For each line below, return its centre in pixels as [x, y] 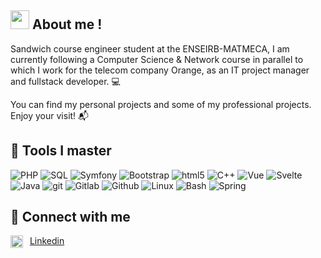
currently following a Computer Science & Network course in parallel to [157, 59]
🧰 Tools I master [61, 151]
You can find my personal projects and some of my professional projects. [161, 104]
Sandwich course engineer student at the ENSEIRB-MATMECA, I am [150, 48]
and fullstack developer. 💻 [65, 81]
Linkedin [47, 241]
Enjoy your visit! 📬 [50, 115]
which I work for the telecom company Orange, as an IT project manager [160, 70]
